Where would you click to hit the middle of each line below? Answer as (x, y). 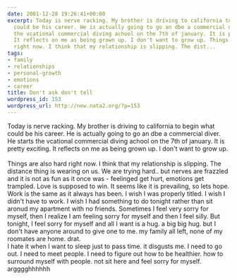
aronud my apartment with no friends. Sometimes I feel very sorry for (108, 209)
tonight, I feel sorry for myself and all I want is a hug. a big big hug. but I (112, 223)
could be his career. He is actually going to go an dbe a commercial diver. (114, 133)
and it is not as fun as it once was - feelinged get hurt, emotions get (106, 178)
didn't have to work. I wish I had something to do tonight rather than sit (110, 201)
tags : (15, 54)
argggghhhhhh (29, 269)
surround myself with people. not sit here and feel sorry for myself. (104, 261)
